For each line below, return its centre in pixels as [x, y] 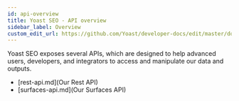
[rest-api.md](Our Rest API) [58, 83]
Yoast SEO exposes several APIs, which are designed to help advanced [112, 54]
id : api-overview [33, 14]
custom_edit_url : [33, 34]
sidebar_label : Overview [44, 27]
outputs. [20, 69]
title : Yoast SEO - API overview [57, 20]
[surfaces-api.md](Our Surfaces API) [72, 90]
